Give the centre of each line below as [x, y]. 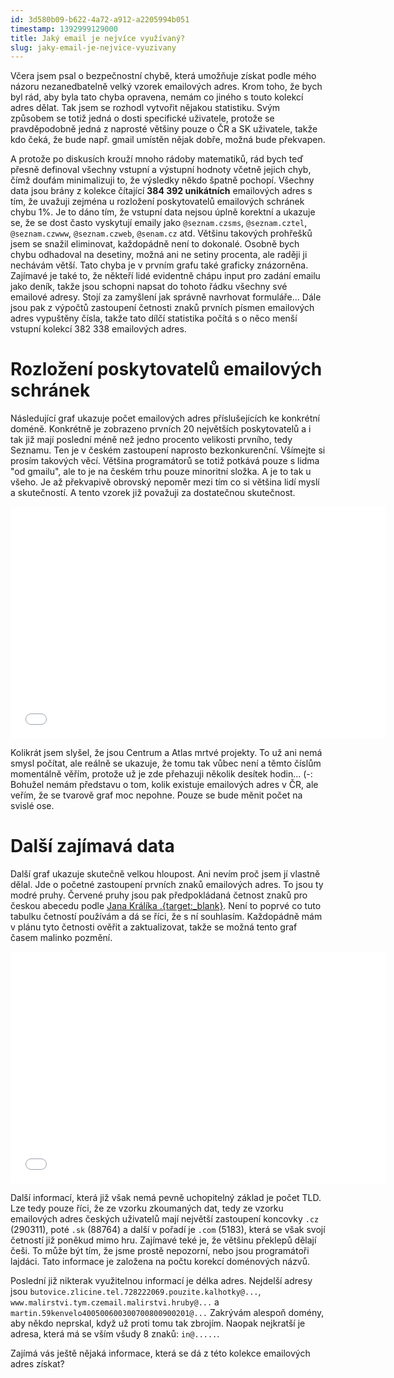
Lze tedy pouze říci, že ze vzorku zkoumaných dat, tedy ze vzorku [147, 1208]
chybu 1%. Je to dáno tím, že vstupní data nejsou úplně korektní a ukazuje [163, 212]
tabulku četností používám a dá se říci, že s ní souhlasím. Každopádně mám [166, 917]
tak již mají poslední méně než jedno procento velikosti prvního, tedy [151, 440]
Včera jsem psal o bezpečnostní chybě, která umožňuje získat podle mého [163, 76]
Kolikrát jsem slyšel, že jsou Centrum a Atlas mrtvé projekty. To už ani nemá [166, 753]
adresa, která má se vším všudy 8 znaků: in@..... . [115, 1334]
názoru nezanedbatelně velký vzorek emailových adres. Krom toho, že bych [166, 87]
